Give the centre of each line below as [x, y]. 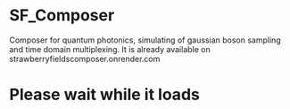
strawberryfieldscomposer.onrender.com [85, 58]
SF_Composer [62, 16]
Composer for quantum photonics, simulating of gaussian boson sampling [145, 40]
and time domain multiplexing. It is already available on [110, 49]
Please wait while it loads [105, 95]
